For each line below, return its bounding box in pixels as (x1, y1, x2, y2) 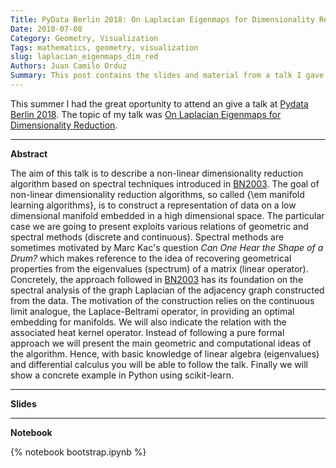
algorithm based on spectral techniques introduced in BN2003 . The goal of (10, 177, 320, 190)
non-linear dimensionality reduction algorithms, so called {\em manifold (10, 188, 305, 200)
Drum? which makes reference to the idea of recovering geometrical (10, 252, 292, 264)
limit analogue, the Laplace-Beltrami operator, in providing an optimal (10, 305, 295, 317)
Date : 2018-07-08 (10, 24, 83, 34)
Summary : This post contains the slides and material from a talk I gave (10, 71, 325, 81)
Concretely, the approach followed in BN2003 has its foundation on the (10, 273, 304, 285)
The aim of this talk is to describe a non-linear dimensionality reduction (10, 167, 304, 179)
